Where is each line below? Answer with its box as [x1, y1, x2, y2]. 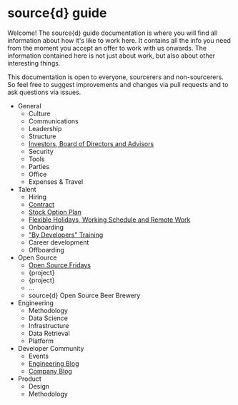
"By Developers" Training [28, 230, 104, 239]
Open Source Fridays [28, 260, 91, 269]
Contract [28, 200, 55, 208]
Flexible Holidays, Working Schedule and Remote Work [28, 215, 191, 224]
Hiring [28, 193, 47, 201]
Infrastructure [28, 321, 69, 329]
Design [28, 381, 50, 390]
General [17, 101, 41, 110]
